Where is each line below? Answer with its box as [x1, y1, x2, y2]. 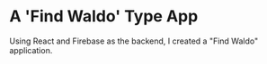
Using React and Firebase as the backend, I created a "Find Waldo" [9, 36, 259, 46]
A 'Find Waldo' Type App [9, 6, 199, 27]
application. [9, 44, 53, 55]
